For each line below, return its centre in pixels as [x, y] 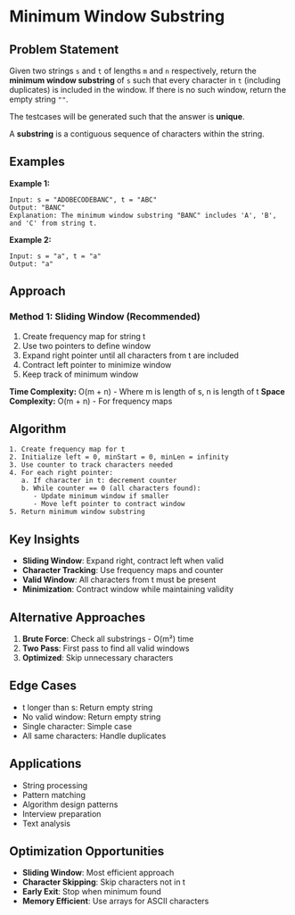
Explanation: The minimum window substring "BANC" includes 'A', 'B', [143, 215]
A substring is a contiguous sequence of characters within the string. [137, 134]
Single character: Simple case [77, 726]
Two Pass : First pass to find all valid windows [106, 648]
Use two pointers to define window [86, 345]
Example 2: [30, 239]
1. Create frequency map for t [67, 449]
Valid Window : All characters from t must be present [119, 580]
